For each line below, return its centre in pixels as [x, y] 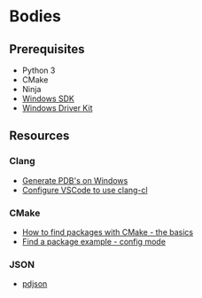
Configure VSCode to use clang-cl [85, 190]
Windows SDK [48, 98]
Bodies [35, 16]
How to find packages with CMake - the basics [107, 231]
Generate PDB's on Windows [75, 180]
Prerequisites [47, 49]
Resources [39, 136]
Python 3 [39, 70]
